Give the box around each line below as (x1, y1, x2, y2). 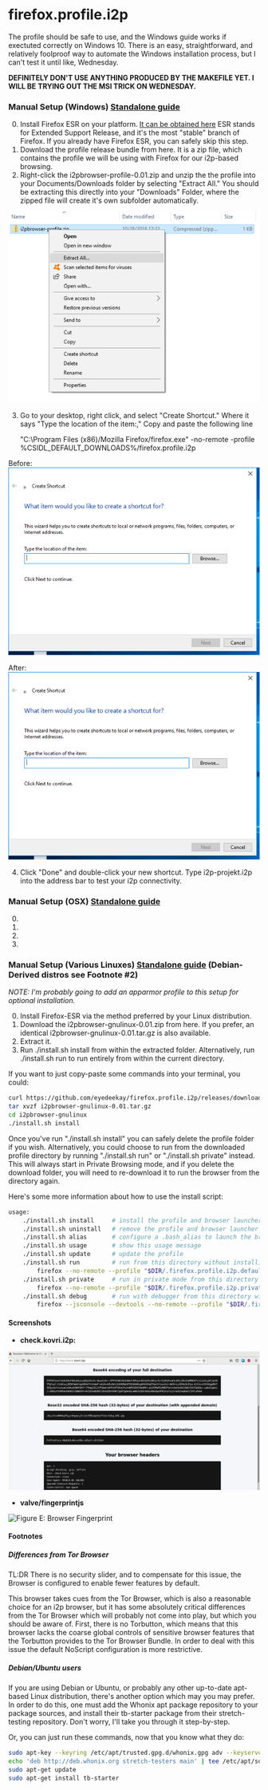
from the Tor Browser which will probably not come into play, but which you (8, 1610, 257, 1621)
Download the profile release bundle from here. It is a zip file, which (19, 145, 243, 155)
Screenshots (8, 1318, 52, 1327)
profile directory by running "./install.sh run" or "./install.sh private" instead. (8, 1151, 255, 1160)
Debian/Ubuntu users (8, 1662, 82, 1673)
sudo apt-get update (8, 1765, 77, 1773)
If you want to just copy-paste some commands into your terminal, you (8, 1069, 241, 1079)
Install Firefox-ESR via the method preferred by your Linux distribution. (19, 1011, 252, 1021)
